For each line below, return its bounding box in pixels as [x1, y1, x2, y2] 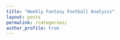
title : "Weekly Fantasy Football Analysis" [6, 8, 115, 15]
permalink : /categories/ [6, 19, 67, 25]
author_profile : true [6, 25, 60, 31]
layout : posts [6, 14, 41, 20]
